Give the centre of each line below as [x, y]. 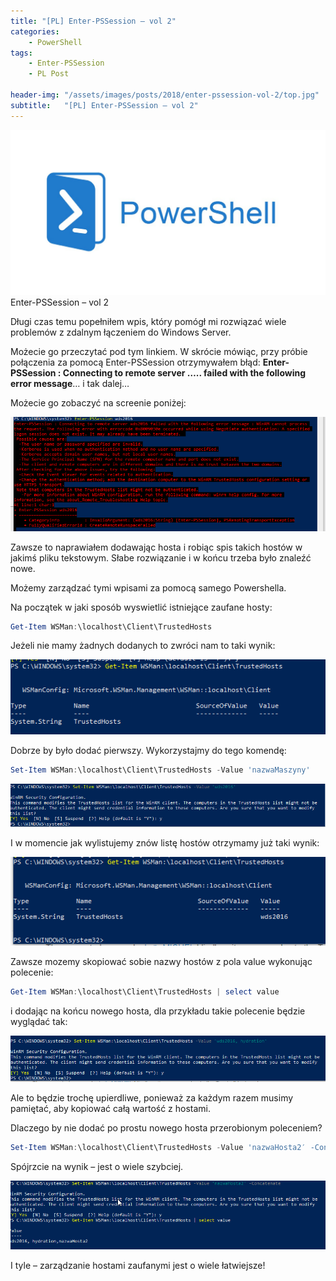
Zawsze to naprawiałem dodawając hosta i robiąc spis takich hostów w [156, 547]
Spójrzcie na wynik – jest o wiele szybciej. [97, 1166]
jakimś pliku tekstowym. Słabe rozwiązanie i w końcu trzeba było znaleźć [161, 557]
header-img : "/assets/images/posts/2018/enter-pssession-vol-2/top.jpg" [165, 95]
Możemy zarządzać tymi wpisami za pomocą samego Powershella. [148, 587]
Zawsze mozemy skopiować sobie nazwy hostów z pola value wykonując [161, 962]
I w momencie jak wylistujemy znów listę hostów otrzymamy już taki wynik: [165, 842]
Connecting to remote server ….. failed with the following [184, 372]
